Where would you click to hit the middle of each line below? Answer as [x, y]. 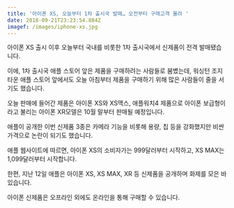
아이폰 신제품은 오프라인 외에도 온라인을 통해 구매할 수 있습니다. [94, 198]
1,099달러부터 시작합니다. [42, 159]
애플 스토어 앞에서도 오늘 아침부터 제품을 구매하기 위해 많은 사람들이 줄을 [118, 80]
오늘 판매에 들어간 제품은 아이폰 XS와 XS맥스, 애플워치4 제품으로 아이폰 [104, 103]
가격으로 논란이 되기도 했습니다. [50, 135]
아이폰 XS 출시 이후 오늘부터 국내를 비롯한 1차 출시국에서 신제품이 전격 [102, 47]
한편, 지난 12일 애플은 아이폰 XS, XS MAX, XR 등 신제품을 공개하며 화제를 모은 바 [117, 174]
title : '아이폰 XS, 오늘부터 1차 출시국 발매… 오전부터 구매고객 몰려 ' [98, 14]
